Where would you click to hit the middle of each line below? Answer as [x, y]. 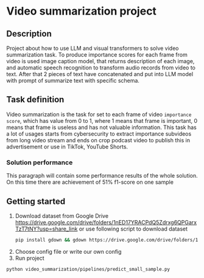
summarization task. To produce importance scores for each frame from [97, 55]
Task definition [35, 99]
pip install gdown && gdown [51, 240]
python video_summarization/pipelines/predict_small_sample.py [88, 269]
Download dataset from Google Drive [62, 216]
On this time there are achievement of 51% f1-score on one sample [90, 182]
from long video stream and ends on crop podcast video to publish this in [98, 140]
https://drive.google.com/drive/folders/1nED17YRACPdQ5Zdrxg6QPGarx [106, 222]
